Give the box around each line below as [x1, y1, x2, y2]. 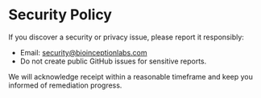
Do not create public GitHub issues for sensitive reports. [19, 56, 207, 66]
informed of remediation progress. [8, 80, 122, 90]
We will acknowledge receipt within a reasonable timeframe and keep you [8, 71, 254, 81]
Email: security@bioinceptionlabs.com [19, 47, 147, 57]
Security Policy [8, 6, 113, 24]
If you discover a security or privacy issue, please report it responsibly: [8, 32, 244, 42]
